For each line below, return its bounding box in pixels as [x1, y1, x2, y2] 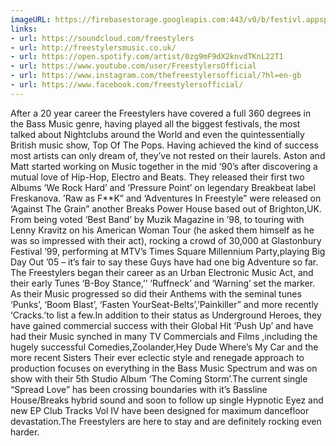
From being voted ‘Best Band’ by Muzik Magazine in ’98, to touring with [10, 213, 305, 225]
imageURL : [10, 14, 52, 25]
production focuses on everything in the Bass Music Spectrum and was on [10, 362, 318, 374]
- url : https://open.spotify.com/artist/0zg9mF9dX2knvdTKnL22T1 [10, 52, 284, 62]
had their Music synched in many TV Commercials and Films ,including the [10, 330, 318, 342]
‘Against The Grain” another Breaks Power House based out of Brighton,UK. [10, 202, 322, 215]
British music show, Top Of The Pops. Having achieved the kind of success [10, 139, 320, 151]
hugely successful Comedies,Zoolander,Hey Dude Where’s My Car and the [10, 341, 319, 353]
